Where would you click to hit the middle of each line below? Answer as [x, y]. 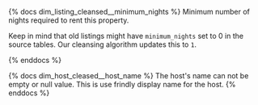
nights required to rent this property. [69, 20]
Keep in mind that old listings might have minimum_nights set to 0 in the [126, 36]
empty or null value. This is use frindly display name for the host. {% [122, 84]
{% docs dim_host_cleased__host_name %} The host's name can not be [129, 76]
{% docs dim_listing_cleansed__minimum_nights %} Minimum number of [129, 12]
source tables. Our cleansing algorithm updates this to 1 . [102, 44]
